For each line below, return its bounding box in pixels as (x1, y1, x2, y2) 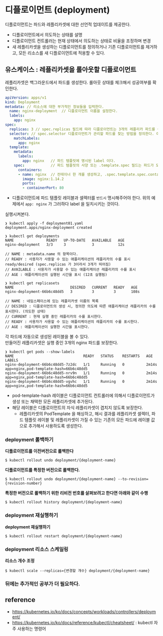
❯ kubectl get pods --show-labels (5, 349, 75, 355)
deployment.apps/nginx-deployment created (5, 225, 92, 230)
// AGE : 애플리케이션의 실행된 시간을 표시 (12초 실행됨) (5, 273, 108, 277)
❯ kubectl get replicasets (5, 281, 60, 286)
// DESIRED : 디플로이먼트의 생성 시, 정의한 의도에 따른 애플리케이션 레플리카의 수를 (5, 304, 156, 309)
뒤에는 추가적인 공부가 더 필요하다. (5, 580, 80, 587)
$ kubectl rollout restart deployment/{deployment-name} (5, 533, 123, 538)
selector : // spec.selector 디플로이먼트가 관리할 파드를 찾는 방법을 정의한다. (9, 131, 154, 136)
